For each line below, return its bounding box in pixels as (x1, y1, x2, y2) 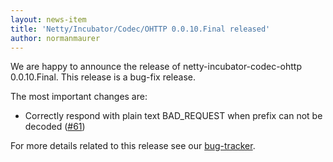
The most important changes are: (10, 91, 148, 103)
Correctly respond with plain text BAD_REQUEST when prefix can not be (24, 110, 323, 122)
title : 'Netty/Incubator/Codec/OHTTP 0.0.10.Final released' (10, 24, 271, 34)
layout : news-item (10, 14, 87, 25)
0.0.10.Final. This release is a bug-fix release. (10, 71, 196, 83)
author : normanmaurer (10, 33, 101, 43)
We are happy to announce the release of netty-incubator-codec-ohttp (10, 61, 303, 73)
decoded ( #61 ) (24, 121, 86, 133)
